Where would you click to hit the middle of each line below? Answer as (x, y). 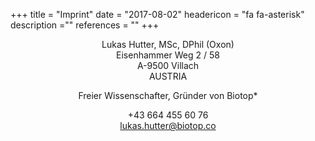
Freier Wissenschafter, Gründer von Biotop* (168, 95)
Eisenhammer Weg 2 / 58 (168, 55)
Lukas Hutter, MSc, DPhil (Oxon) (168, 44)
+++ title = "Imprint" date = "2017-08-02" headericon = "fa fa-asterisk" (157, 14)
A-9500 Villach (168, 65)
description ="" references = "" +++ (85, 25)
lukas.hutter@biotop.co (168, 125)
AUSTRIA (168, 76)
